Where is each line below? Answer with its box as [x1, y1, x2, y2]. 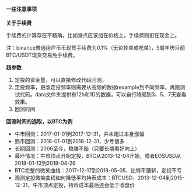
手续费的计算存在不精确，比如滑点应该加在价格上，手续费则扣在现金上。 [6, 32, 180, 39]
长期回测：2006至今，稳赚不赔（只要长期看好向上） [14, 145, 140, 152]
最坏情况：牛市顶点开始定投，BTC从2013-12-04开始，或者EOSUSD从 [14, 153, 181, 160]
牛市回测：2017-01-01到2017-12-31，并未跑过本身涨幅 [14, 130, 145, 137]
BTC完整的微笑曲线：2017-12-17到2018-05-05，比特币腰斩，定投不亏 [14, 167, 182, 174]
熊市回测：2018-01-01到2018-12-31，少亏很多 [14, 138, 125, 145]
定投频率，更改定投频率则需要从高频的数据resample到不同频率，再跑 [14, 84, 180, 91]
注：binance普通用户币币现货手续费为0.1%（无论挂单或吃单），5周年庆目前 [6, 44, 186, 51]
